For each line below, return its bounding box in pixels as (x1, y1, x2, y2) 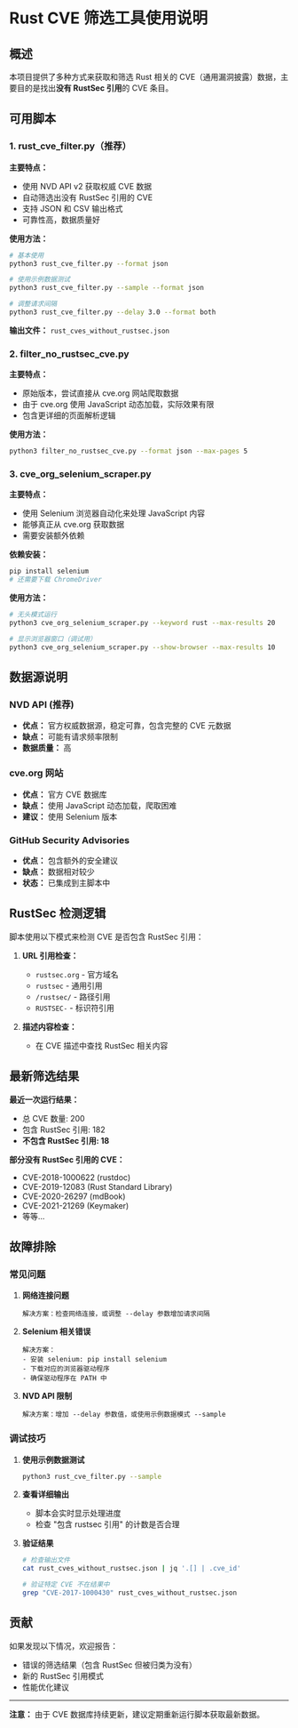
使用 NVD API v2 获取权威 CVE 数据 (21, 181, 153, 191)
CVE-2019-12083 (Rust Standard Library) (21, 1181, 173, 1192)
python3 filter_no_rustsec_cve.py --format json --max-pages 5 (9, 446, 248, 456)
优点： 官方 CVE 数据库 (21, 789, 107, 800)
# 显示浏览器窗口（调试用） (9, 634, 98, 643)
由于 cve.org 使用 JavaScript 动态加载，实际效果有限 (21, 399, 215, 410)
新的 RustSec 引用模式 (21, 1670, 105, 1681)
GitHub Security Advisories (9, 833, 130, 846)
